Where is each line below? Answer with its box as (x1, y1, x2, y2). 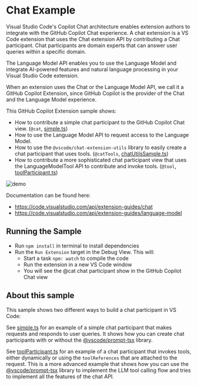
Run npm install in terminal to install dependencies (14, 242, 139, 249)
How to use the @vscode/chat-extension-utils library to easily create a (14, 144, 187, 151)
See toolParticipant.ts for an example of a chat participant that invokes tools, (6, 348, 192, 355)
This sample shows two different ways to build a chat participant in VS (6, 306, 176, 313)
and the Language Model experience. (6, 95, 97, 103)
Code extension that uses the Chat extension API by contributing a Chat (6, 35, 181, 42)
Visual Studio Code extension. (6, 72, 79, 79)
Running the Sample (6, 226, 82, 236)
